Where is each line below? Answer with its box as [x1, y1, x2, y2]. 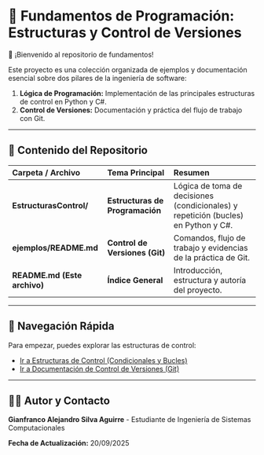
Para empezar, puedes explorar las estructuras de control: [8, 340, 196, 350]
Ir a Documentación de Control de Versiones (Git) [19, 364, 180, 373]
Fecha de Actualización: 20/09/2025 [8, 438, 130, 448]
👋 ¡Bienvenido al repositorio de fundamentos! [8, 50, 155, 59]
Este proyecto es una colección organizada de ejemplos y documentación [8, 64, 247, 74]
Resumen [173, 167, 210, 178]
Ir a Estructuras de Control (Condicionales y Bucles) [19, 355, 188, 365]
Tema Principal [107, 167, 165, 178]
